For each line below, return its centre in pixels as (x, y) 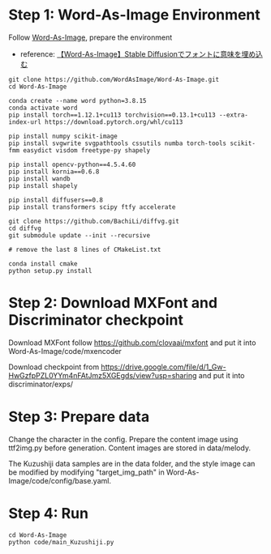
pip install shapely (43, 185)
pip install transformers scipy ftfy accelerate (92, 207)
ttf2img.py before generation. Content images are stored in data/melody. (130, 448)
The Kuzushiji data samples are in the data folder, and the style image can (132, 463)
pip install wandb (39, 179)
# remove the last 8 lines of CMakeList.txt (85, 249)
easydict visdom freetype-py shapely (87, 150)
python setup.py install (50, 271)
